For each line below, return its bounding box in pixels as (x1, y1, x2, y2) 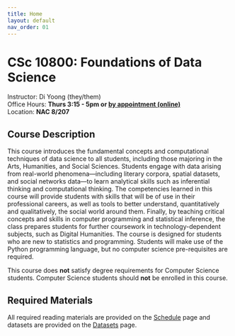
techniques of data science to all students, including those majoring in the (7, 155, 223, 163)
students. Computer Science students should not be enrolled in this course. (7, 274, 228, 282)
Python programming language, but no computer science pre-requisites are (7, 245, 228, 254)
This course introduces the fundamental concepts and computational (7, 147, 209, 156)
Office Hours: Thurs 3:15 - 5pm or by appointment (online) (7, 100, 181, 108)
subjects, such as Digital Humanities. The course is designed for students (7, 230, 222, 238)
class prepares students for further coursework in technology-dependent (7, 223, 221, 231)
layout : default (7, 17, 55, 24)
